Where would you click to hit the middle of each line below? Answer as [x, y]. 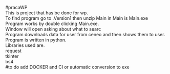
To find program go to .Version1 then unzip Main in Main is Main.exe [77, 18]
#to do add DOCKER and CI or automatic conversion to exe [67, 67]
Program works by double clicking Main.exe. [52, 23]
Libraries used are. [25, 45]
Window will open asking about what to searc [53, 29]
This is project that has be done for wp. [47, 13]
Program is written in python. [36, 40]
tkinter [12, 56]
